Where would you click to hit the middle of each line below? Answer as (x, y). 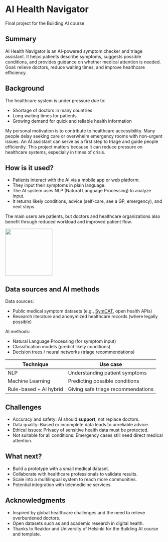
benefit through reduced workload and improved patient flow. (69, 222)
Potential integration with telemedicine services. (62, 485)
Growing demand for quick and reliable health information (72, 121)
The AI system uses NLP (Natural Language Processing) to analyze (82, 191)
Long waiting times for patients (44, 115)
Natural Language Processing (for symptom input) (64, 341)
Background (25, 88)
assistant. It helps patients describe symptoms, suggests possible (73, 56)
